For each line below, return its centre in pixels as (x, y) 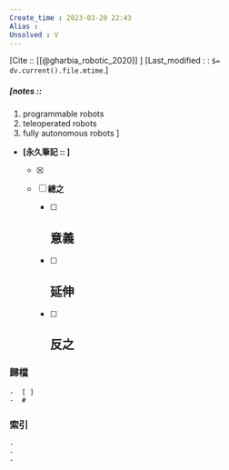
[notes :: (26, 91)
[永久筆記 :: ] (46, 152)
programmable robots (63, 114)
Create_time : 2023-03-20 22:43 (70, 18)
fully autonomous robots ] (71, 134)
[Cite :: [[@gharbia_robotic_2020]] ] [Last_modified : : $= (115, 61)
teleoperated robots (60, 124)
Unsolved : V (34, 35)
